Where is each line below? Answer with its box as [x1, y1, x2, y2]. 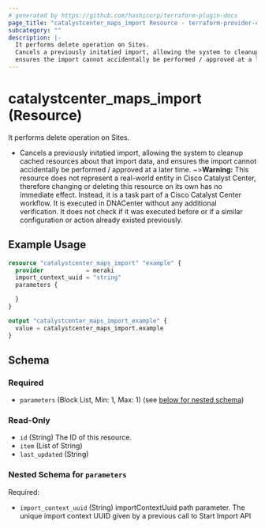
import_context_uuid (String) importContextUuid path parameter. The [19, 503, 246, 512]
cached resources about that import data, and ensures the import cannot [19, 156, 257, 166]
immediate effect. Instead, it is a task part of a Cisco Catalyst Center [19, 190, 242, 199]
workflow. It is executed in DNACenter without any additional [19, 198, 217, 208]
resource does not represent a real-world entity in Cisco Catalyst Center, [19, 173, 256, 183]
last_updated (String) [19, 450, 89, 459]
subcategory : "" [8, 26, 62, 34]
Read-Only [8, 415, 51, 426]
